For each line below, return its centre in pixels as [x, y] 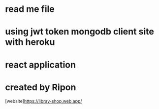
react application [41, 65]
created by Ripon [41, 87]
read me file [30, 9]
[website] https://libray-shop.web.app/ [44, 101]
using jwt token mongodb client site [79, 32]
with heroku [30, 42]
